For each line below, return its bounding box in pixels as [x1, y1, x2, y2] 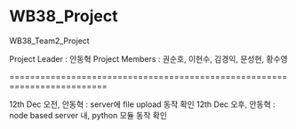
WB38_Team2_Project [9, 35, 91, 46]
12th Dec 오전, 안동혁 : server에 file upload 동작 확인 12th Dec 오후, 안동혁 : [9, 99, 276, 110]
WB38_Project [9, 6, 118, 27]
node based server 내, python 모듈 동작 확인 [9, 110, 167, 120]
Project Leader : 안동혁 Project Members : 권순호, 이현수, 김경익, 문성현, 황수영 [9, 53, 288, 64]
